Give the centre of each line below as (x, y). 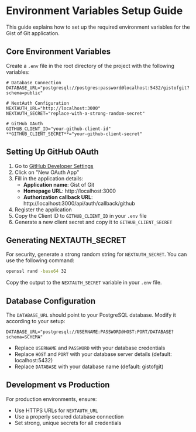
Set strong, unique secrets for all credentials (68, 423)
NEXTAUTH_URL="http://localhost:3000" (53, 108)
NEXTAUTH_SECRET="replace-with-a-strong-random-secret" (75, 113)
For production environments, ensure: (51, 399)
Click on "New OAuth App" (47, 172)
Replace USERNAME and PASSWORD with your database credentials (90, 348)
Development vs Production (58, 385)
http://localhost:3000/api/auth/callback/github (79, 203)
